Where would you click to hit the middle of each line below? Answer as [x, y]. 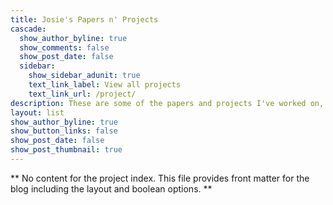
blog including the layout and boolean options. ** [111, 188]
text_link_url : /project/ [82, 94]
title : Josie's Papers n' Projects [84, 19]
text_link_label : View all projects [105, 85]
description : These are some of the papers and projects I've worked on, [167, 103]
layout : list [37, 112]
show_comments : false [64, 47]
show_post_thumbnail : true [66, 150]
